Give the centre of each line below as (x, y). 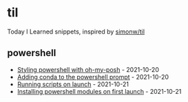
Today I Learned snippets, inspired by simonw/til (76, 31)
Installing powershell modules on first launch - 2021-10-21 (99, 91)
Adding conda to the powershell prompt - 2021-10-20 (93, 77)
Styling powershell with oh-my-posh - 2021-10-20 (88, 69)
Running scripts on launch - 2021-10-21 (73, 84)
